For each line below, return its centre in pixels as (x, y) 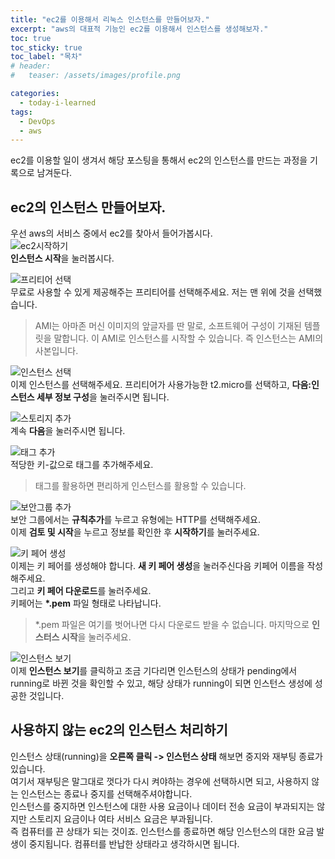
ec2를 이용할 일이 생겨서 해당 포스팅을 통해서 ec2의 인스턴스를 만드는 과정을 (159, 160)
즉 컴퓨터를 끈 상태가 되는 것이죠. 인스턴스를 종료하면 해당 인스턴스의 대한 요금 (162, 831)
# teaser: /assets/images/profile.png (96, 76)
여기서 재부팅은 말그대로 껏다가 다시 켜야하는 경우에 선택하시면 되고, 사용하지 (160, 781)
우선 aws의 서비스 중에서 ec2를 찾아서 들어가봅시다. (111, 233)
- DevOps (37, 121)
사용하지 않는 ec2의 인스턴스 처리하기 (119, 730)
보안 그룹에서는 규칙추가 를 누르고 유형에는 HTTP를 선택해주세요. (135, 520)
